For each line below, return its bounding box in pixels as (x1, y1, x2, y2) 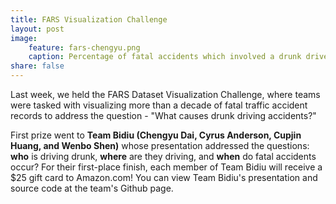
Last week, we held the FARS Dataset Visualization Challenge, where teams (10, 89, 321, 100)
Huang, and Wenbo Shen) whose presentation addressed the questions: (10, 140, 310, 151)
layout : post (10, 24, 65, 34)
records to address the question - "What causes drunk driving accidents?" (10, 110, 317, 121)
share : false (10, 61, 65, 71)
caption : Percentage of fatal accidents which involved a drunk (28, 52, 302, 62)
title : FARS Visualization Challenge (10, 14, 168, 25)
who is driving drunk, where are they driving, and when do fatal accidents (10, 151, 317, 162)
